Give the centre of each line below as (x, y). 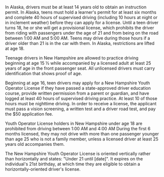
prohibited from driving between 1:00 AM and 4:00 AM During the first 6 (78, 128)
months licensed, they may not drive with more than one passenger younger (82, 134)
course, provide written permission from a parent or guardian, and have (77, 93)
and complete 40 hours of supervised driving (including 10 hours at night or (81, 17)
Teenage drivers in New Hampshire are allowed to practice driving (72, 58)
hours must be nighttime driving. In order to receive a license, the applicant (81, 104)
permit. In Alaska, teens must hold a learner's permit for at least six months (81, 12)
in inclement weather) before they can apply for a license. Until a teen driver (82, 22)
